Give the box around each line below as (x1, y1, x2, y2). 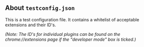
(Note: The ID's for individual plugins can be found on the (5, 31, 121, 37)
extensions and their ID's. (5, 22, 56, 28)
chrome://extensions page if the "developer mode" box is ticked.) (5, 36, 136, 42)
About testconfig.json (5, 4, 75, 12)
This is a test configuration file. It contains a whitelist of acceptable (5, 16, 140, 22)
